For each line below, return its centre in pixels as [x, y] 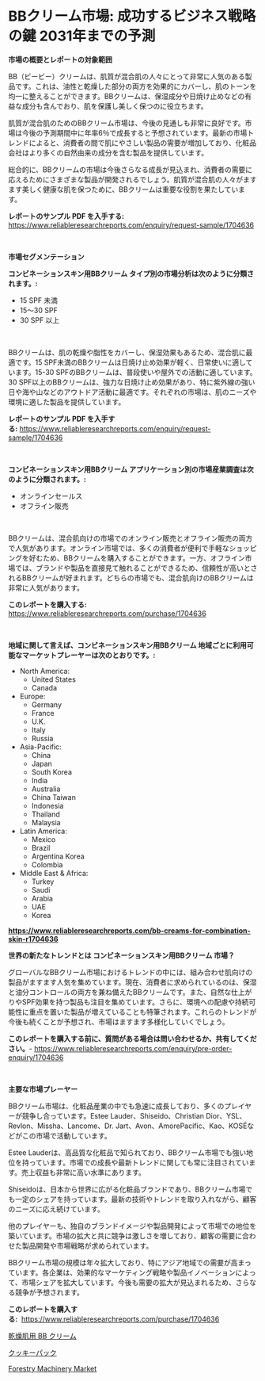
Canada [44, 687]
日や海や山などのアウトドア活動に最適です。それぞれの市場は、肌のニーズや [132, 392]
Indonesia [47, 805]
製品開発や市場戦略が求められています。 [87, 1245]
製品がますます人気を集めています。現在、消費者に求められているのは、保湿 [132, 982]
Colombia [47, 864]
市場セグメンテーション [46, 256]
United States [54, 679]
